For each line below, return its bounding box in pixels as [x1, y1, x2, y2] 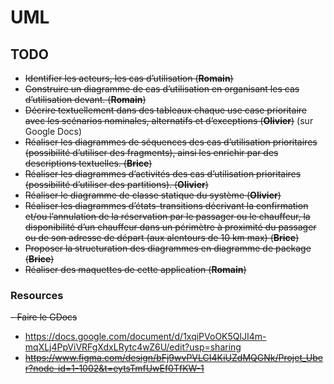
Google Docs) [24, 126, 83, 137]
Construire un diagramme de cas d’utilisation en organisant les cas [24, 83, 300, 95]
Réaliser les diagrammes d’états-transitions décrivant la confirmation [24, 200, 309, 211]
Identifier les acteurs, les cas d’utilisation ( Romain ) [24, 72, 234, 84]
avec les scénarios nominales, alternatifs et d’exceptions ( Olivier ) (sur [24, 115, 314, 126]
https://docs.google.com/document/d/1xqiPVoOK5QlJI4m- [24, 331, 267, 343]
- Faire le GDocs [10, 311, 78, 323]
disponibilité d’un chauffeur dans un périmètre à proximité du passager [24, 221, 317, 233]
